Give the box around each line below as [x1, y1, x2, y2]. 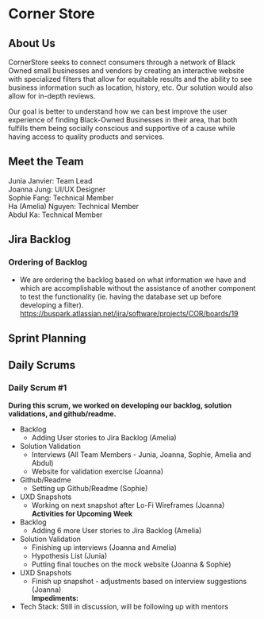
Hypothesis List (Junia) [31, 551, 108, 560]
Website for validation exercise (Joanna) [31, 466, 164, 476]
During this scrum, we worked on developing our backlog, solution [8, 400, 232, 410]
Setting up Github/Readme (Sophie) [31, 483, 148, 493]
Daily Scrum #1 [8, 382, 67, 393]
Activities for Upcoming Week [31, 509, 133, 518]
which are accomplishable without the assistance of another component [19, 283, 256, 292]
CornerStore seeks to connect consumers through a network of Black [8, 57, 235, 67]
